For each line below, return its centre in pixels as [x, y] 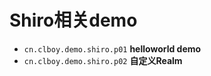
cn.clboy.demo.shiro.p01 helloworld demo [112, 48]
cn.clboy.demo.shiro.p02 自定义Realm [103, 60]
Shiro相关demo [73, 20]
